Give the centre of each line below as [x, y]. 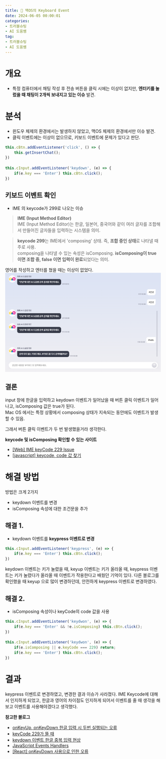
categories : [17, 21]
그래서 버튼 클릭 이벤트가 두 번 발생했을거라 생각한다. [56, 429]
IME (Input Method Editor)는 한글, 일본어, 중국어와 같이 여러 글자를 [82, 224]
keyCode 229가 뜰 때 [33, 734]
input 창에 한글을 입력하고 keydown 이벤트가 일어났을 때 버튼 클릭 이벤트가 [77, 400]
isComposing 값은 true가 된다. [45, 406]
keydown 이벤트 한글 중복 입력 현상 [46, 740]
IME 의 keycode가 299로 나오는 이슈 [48, 208]
